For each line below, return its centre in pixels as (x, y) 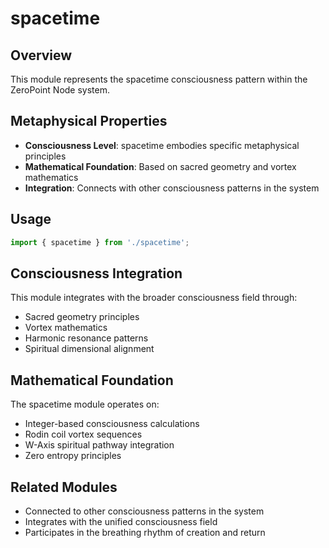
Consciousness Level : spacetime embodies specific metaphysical (162, 145)
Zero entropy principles (73, 456)
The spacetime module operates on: (85, 404)
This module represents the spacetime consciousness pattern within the (159, 79)
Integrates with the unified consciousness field (121, 521)
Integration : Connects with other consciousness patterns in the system (172, 188)
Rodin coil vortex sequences (83, 434)
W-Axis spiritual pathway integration (99, 445)
